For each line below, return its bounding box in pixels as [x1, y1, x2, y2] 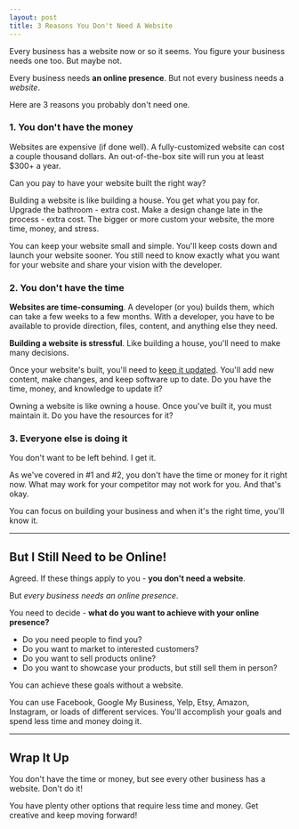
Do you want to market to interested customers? [21, 644, 199, 655]
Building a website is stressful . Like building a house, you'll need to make [9, 338, 281, 349]
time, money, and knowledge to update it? [9, 383, 163, 394]
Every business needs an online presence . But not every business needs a [9, 72, 285, 83]
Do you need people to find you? [21, 634, 142, 645]
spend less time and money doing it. [9, 716, 142, 727]
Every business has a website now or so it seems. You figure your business [9, 45, 286, 56]
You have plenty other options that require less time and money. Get [9, 801, 259, 811]
